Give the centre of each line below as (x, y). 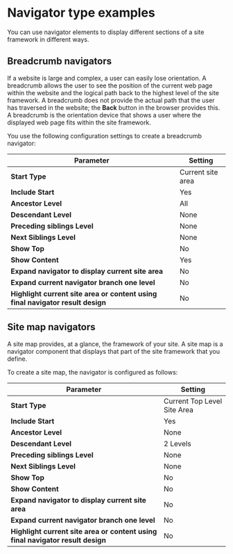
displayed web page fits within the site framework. (79, 122)
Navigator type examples (81, 13)
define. (17, 359)
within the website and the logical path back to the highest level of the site (113, 92)
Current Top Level (193, 401)
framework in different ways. (48, 39)
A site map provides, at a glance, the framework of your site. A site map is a (115, 344)
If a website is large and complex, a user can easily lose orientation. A (107, 78)
